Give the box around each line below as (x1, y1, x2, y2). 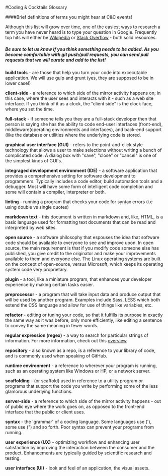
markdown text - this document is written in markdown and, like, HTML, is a (5, 214, 163, 220)
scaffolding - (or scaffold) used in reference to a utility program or (5, 378, 143, 384)
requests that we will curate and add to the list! (5, 56, 106, 63)
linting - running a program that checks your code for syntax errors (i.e (5, 199, 153, 205)
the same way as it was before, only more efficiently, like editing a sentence (5, 317, 162, 323)
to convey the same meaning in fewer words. (5, 322, 99, 328)
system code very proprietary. (5, 266, 68, 272)
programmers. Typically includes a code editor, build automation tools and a (5, 178, 162, 184)
